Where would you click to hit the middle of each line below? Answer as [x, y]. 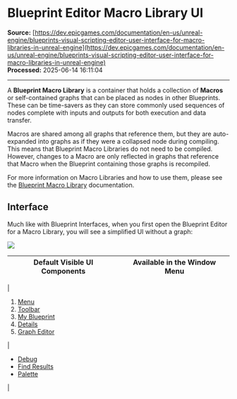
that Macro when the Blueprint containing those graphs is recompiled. [109, 164]
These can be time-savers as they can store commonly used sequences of [116, 105]
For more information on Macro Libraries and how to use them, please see [115, 177]
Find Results [36, 366]
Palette [28, 374]
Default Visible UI [63, 262]
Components [63, 271]
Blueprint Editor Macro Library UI [105, 13]
